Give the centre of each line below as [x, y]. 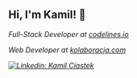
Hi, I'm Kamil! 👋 [47, 15]
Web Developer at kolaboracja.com [67, 50]
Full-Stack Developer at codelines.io [68, 34]
